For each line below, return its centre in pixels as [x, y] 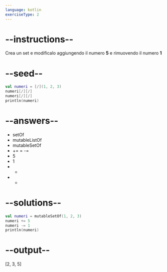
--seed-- [24, 73]
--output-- [28, 250]
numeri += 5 [18, 221]
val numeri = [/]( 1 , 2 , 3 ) [33, 87]
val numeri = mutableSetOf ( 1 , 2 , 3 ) [43, 216]
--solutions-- [33, 203]
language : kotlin [23, 10]
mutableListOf [27, 140]
